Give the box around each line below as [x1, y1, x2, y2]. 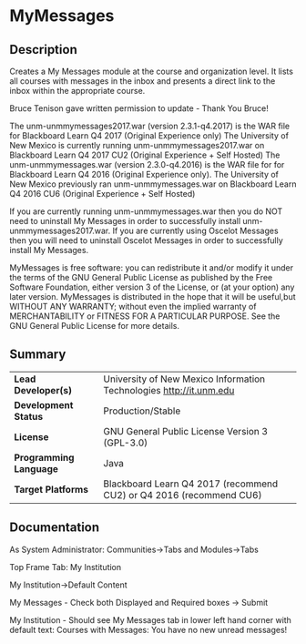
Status [14, 410, 44, 423]
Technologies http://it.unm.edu [103, 383, 235, 396]
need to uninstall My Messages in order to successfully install [9, 216, 241, 226]
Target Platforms [14, 483, 89, 496]
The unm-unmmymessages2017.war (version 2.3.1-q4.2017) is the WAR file [9, 120, 291, 131]
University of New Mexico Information [103, 373, 266, 385]
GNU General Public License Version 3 [103, 424, 269, 437]
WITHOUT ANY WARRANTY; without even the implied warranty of [9, 302, 257, 312]
